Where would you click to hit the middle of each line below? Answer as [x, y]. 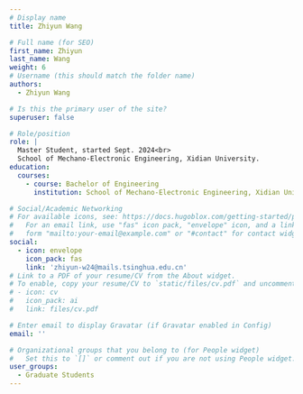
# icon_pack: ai [44, 301]
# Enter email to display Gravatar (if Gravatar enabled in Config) [141, 325]
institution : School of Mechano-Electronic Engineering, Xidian [156, 192]
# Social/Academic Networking [66, 208]
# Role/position [40, 133]
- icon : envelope [50, 250]
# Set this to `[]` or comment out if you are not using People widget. [153, 358]
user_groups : [34, 367]
